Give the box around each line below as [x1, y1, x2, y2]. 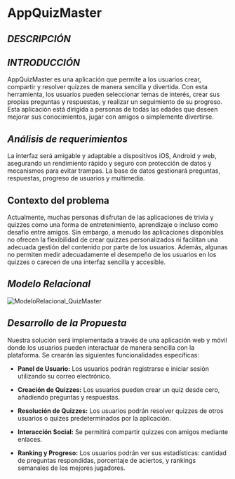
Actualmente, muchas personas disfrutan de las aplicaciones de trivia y [7, 213, 214, 222]
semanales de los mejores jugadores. [17, 464, 126, 472]
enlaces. [17, 435, 43, 443]
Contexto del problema [7, 195, 110, 206]
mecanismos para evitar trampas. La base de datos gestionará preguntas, [7, 166, 221, 175]
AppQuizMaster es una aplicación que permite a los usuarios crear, [7, 75, 201, 84]
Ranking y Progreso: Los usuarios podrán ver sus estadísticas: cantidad [17, 448, 227, 457]
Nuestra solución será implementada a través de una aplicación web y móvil [7, 336, 227, 344]
